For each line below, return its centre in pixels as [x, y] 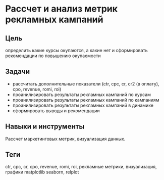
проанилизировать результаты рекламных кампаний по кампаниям [86, 100]
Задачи [18, 72]
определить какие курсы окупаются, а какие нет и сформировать [76, 50]
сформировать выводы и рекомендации [56, 110]
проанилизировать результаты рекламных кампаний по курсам [82, 95]
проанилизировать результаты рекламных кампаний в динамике [83, 105]
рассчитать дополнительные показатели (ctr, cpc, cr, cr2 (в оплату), [86, 83]
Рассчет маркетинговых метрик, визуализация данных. [65, 139]
